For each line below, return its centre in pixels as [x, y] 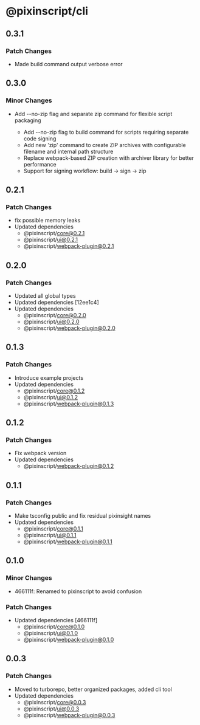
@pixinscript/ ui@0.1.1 [50, 535]
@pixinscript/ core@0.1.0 [54, 627]
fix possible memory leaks [47, 221]
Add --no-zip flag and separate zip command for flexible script [93, 114]
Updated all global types [45, 295]
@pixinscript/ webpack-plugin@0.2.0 [70, 328]
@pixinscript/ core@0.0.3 [55, 702]
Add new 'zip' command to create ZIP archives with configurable [105, 145]
